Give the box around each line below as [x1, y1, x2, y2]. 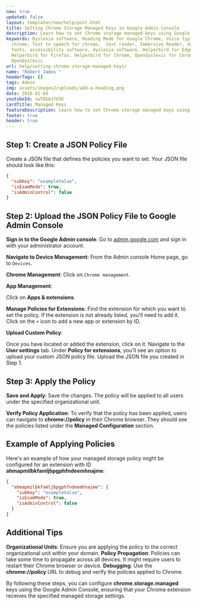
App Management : [6, 283, 53, 290]
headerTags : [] [6, 74, 43, 80]
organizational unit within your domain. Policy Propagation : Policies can [6, 549, 181, 556]
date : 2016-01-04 [6, 91, 49, 96]
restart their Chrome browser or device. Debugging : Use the [6, 562, 152, 569]
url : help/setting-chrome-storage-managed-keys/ [6, 63, 127, 69]
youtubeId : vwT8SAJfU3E [6, 96, 64, 102]
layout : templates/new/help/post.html [6, 19, 101, 25]
